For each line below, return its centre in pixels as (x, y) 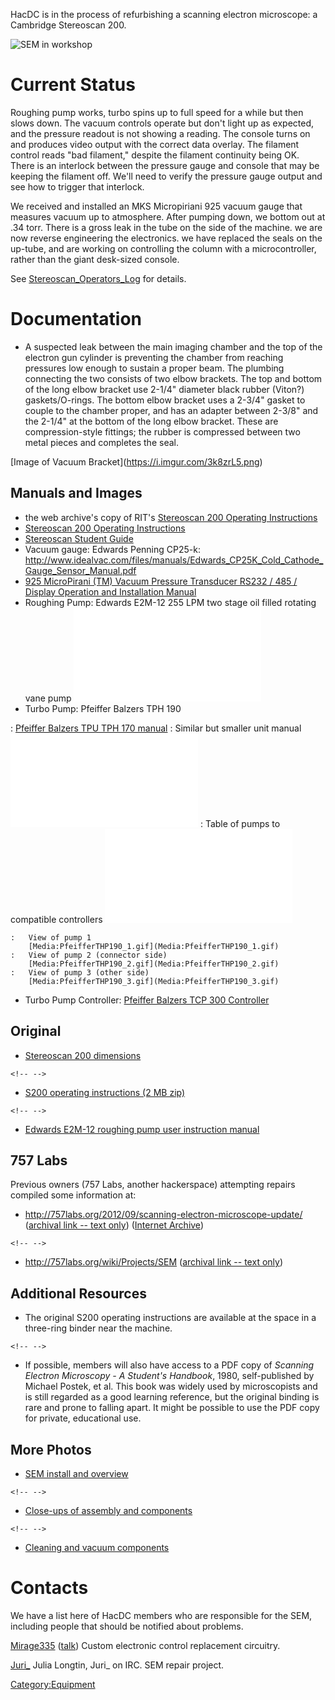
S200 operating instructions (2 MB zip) (105, 1092)
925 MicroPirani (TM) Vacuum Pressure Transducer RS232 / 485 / (161, 581)
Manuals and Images (76, 493)
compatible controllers (56, 919)
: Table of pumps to (240, 823)
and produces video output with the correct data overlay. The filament (155, 144)
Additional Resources (78, 1293)
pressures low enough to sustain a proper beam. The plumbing (154, 368)
